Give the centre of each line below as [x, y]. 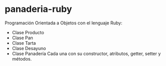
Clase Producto [28, 32]
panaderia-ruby [38, 9]
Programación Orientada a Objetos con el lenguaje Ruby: [64, 23]
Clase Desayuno [29, 48]
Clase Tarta [24, 43]
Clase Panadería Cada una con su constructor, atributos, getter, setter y [86, 54]
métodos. [22, 59]
